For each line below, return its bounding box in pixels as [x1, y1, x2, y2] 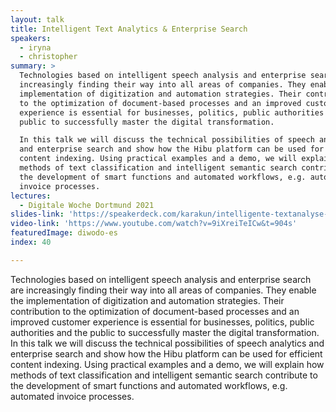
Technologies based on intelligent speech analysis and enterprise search [10, 273, 312, 285]
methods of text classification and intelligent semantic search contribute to [10, 369, 318, 381]
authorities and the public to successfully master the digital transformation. [10, 326, 320, 338]
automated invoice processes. [10, 390, 135, 402]
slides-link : [10, 209, 65, 220]
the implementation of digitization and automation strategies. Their [10, 294, 285, 306]
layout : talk [10, 14, 65, 25]
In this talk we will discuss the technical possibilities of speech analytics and [10, 337, 325, 349]
